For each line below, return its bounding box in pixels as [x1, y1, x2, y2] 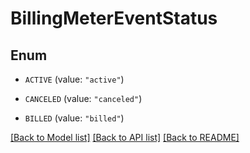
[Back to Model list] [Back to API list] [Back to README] [10, 132, 240, 143]
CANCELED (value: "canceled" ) [24, 93, 143, 104]
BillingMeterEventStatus [10, 7, 218, 30]
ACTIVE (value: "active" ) [24, 73, 125, 85]
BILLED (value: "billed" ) [24, 112, 125, 124]
